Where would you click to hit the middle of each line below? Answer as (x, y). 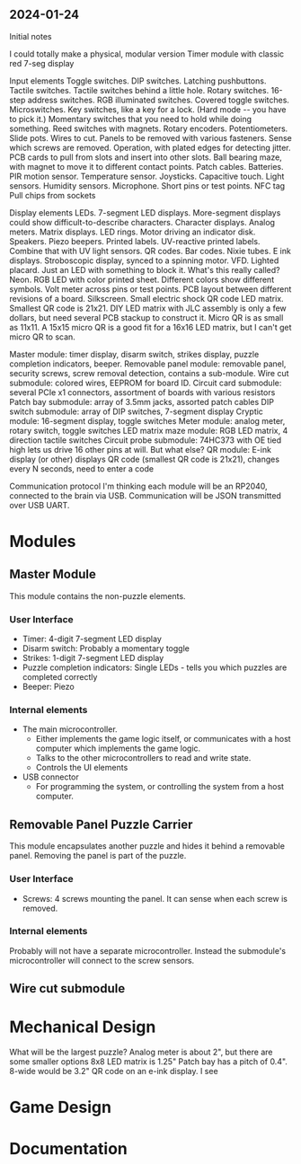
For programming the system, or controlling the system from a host (160, 787)
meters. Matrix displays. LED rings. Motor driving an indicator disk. (133, 232)
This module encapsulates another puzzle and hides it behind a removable (147, 846)
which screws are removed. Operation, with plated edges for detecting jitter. (150, 147)
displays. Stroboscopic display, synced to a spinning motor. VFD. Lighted (144, 260)
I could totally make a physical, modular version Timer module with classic (147, 54)
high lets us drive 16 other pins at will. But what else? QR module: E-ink (141, 449)
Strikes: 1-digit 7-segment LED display (93, 658)
